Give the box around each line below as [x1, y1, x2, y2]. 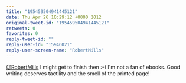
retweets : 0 [6, 25, 35, 31]
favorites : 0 [6, 31, 38, 37]
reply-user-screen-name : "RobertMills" [6, 47, 105, 53]
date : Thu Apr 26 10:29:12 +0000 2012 [6, 14, 102, 20]
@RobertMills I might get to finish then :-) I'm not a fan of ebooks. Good [6, 63, 181, 71]
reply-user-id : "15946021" [6, 42, 73, 48]
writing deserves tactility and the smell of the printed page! [6, 69, 150, 77]
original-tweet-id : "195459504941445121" [6, 20, 110, 25]
